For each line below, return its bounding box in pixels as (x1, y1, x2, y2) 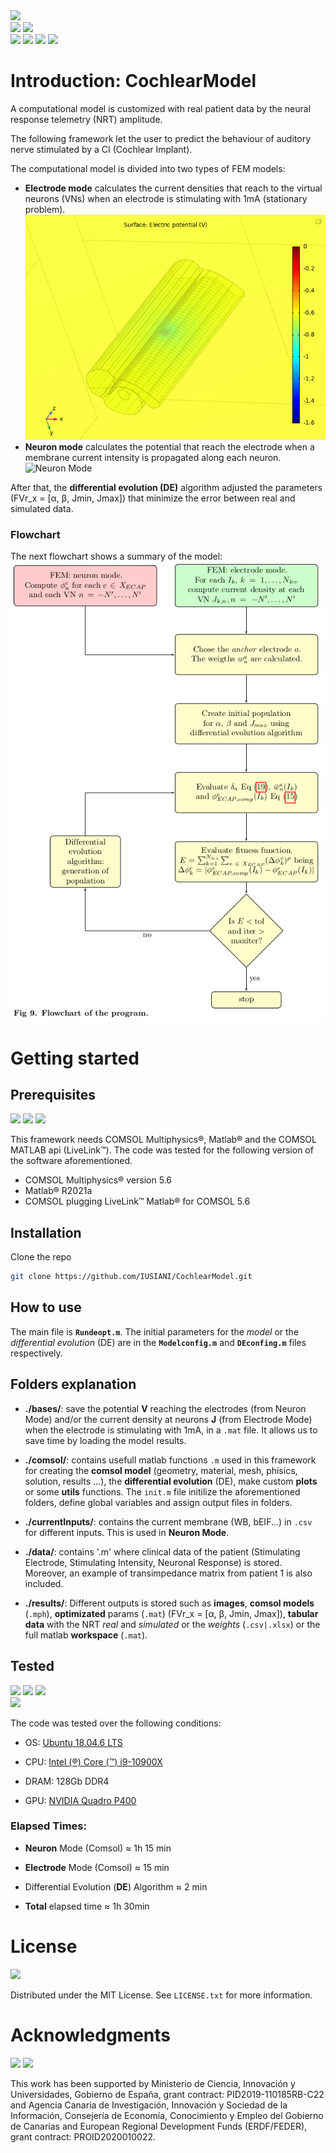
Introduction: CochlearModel (10, 70, 257, 93)
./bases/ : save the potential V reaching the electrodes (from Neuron (24, 1402, 307, 1414)
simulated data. (10, 503, 74, 515)
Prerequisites (10, 1086, 96, 1103)
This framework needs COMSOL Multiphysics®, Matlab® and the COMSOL (10, 1134, 317, 1146)
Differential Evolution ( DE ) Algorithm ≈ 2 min (24, 1880, 208, 1893)
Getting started (10, 1047, 140, 1069)
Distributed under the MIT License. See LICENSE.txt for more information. (10, 1989, 313, 2001)
